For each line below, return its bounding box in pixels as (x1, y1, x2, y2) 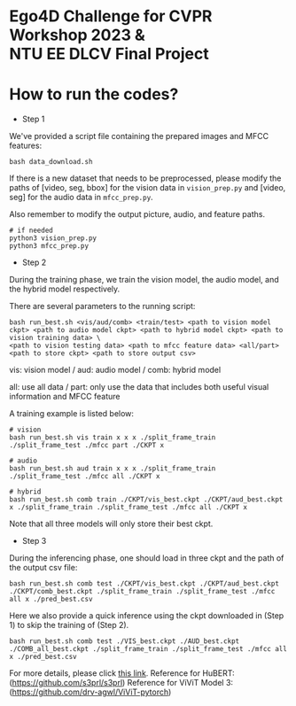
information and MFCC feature (9, 392, 121, 402)
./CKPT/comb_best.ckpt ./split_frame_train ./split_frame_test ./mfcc (9, 587, 276, 596)
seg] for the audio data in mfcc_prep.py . (9, 192, 153, 203)
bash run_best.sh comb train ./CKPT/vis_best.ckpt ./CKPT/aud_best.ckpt (9, 495, 284, 504)
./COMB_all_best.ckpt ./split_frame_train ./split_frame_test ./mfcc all (9, 645, 288, 654)
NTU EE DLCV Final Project (9, 44, 210, 64)
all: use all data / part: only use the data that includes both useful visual (9, 382, 269, 392)
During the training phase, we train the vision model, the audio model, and (9, 275, 279, 285)
